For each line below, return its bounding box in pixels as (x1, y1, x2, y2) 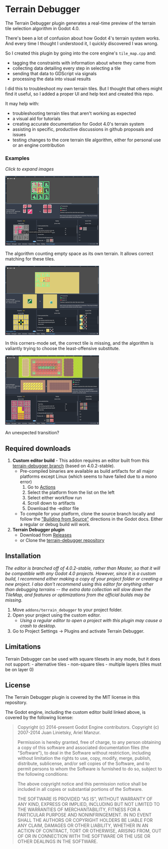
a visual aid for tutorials (12, 115, 61, 121)
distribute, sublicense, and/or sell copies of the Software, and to (17, 760, 150, 767)
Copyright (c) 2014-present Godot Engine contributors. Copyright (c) (17, 724, 159, 730)
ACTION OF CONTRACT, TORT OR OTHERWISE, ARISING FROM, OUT (17, 828, 161, 834)
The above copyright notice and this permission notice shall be (17, 781, 147, 787)
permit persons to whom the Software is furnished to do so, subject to (17, 766, 162, 772)
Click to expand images (5, 166, 54, 172)
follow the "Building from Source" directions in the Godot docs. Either (19, 516, 163, 522)
